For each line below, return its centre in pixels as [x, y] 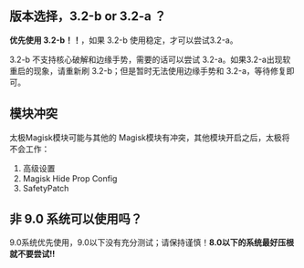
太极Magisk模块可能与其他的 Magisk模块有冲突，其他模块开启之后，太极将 [150, 137]
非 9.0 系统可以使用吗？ [76, 219]
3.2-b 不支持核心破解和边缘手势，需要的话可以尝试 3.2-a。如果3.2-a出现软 [150, 59]
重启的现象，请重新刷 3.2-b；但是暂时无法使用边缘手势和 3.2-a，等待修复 [148, 70]
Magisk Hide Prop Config [70, 178]
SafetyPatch [46, 188]
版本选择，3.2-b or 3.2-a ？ [88, 16]
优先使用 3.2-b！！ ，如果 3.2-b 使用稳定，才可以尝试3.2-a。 [124, 40]
